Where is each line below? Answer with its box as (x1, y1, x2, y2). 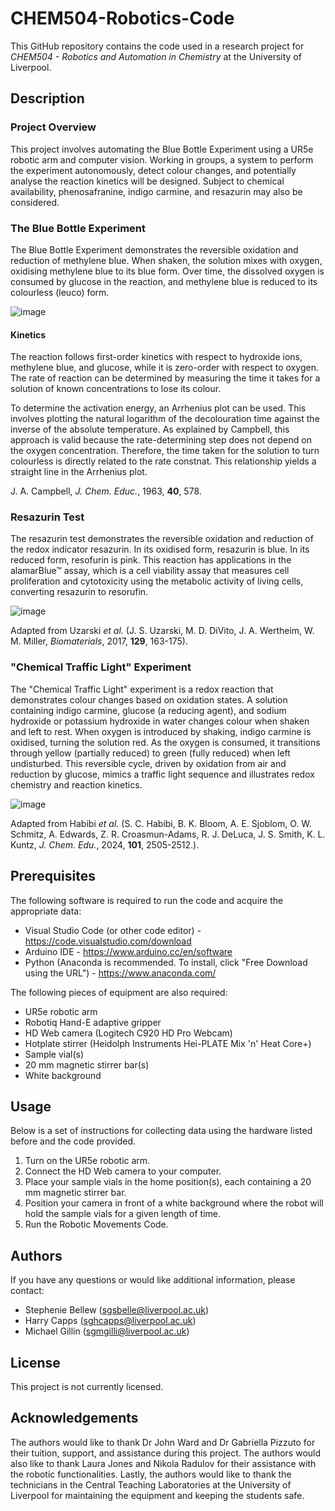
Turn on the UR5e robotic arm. (24, 1155, 151, 1167)
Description (10, 90, 85, 107)
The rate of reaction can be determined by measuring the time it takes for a (10, 372, 321, 384)
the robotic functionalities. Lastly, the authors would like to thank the (10, 1468, 292, 1480)
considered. (10, 196, 60, 208)
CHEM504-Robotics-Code (10, 7, 235, 30)
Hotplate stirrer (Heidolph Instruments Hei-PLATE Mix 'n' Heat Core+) (24, 1037, 312, 1049)
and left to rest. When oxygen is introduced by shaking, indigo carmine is (10, 725, 312, 737)
